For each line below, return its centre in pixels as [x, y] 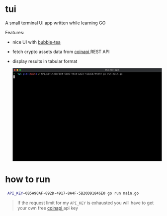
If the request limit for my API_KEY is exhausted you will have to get [85, 203]
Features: [15, 32]
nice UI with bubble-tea [36, 42]
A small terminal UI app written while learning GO [55, 23]
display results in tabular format [45, 61]
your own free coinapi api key [48, 208]
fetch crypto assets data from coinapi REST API [61, 52]
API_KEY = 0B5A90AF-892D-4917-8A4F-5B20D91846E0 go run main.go [73, 193]
